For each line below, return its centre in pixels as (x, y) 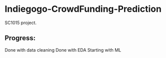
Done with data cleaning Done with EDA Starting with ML (63, 50)
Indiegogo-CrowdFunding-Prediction (83, 9)
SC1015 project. (21, 23)
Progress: (20, 38)
